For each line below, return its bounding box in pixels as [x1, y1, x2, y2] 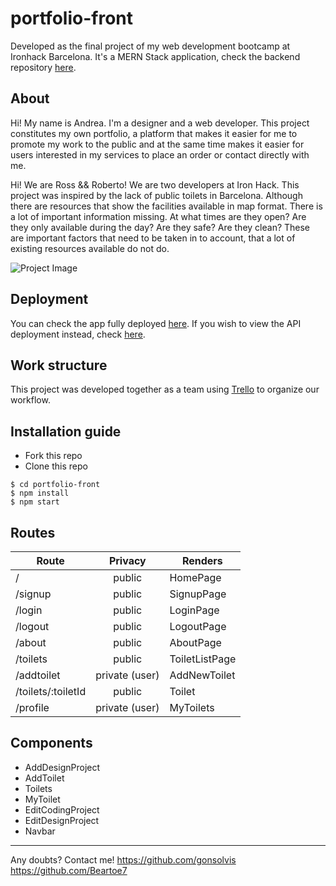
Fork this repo [24, 450, 83, 462]
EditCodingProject [24, 803, 100, 816]
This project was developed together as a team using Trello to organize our [10, 383, 320, 396]
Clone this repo [24, 460, 88, 472]
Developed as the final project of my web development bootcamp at [10, 40, 291, 52]
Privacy [108, 554, 147, 567]
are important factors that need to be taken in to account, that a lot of [10, 232, 296, 244]
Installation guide [10, 423, 122, 440]
